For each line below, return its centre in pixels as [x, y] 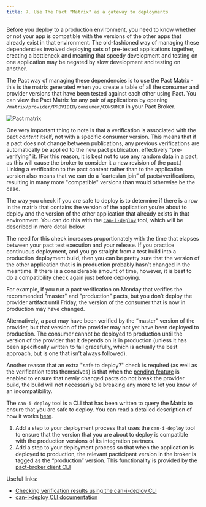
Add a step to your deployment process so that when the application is [105, 447]
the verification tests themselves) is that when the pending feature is [93, 372]
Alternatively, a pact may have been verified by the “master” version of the [101, 321]
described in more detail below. [46, 227]
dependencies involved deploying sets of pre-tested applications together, [101, 49]
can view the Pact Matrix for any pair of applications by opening [87, 100]
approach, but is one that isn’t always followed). [67, 353]
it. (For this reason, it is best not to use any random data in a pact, [115, 156]
